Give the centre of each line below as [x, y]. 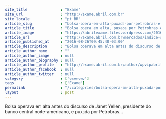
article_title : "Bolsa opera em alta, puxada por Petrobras [82, 28]
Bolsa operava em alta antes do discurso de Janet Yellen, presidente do [78, 106]
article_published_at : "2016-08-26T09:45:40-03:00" [65, 42]
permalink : [34, 88]
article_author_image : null [40, 56]
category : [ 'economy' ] [47, 79]
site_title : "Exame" [43, 10]
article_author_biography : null [40, 60]
